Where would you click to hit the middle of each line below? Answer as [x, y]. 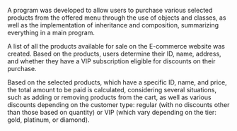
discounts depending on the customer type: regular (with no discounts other [118, 105]
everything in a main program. [51, 32]
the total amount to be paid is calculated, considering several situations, [112, 90]
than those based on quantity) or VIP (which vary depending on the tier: [112, 112]
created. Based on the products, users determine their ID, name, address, [114, 54]
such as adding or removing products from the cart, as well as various [109, 97]
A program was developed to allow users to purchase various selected [110, 10]
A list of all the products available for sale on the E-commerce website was [116, 46]
